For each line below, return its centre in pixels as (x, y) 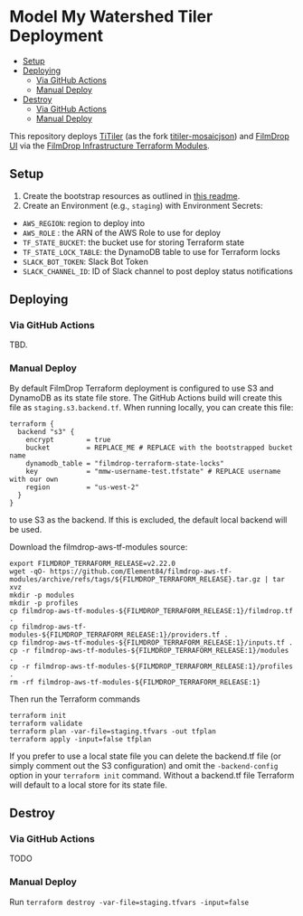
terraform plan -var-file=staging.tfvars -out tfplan (113, 731)
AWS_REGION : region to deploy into (84, 222)
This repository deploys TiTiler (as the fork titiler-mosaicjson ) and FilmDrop (149, 136)
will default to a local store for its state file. (88, 785)
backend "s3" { (46, 431)
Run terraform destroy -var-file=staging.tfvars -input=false (129, 902)
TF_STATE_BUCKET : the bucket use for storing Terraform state (133, 242)
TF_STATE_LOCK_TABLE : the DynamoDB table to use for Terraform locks (151, 251)
